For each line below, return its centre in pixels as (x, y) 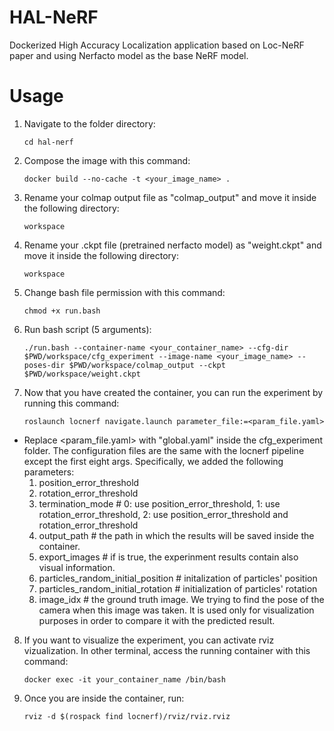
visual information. (77, 567)
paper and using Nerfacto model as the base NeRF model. (129, 55)
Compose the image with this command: (107, 160)
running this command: (71, 403)
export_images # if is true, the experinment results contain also (168, 557)
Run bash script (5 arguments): (87, 329)
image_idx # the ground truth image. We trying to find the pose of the (181, 599)
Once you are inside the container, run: (104, 698)
